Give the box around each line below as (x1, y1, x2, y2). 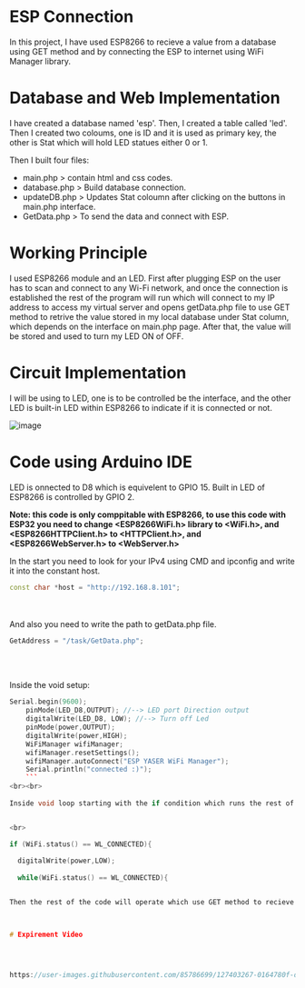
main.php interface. (22, 201, 96, 212)
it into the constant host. (9, 565, 101, 576)
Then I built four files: (9, 155, 89, 165)
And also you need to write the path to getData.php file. (9, 618, 217, 629)
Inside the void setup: (9, 680, 91, 691)
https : (9, 970, 34, 979)
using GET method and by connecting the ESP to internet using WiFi (9, 45, 264, 56)
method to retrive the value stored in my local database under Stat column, (9, 311, 290, 322)
